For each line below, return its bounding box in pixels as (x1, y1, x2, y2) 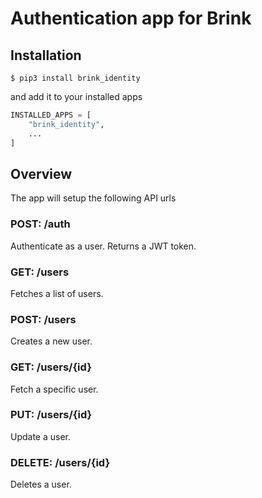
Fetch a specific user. (10, 383, 99, 395)
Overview (10, 165, 73, 182)
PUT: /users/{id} (10, 408, 93, 422)
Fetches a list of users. (10, 287, 104, 299)
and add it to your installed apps (10, 91, 143, 102)
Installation (10, 47, 82, 64)
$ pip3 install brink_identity (10, 73, 141, 83)
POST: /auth (10, 217, 71, 231)
